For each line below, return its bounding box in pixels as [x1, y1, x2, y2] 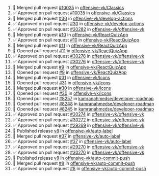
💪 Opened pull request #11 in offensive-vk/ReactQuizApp [12, 48, 128, 54]
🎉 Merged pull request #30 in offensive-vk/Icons [12, 85, 111, 91]
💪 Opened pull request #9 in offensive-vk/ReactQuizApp [12, 70, 127, 75]
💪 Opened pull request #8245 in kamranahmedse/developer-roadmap [12, 106, 154, 112]
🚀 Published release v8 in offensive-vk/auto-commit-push [12, 155, 131, 161]
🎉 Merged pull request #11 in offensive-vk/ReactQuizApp [12, 42, 127, 48]
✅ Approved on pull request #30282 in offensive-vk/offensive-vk [12, 26, 145, 32]
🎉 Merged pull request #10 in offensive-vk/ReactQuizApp [12, 32, 128, 37]
